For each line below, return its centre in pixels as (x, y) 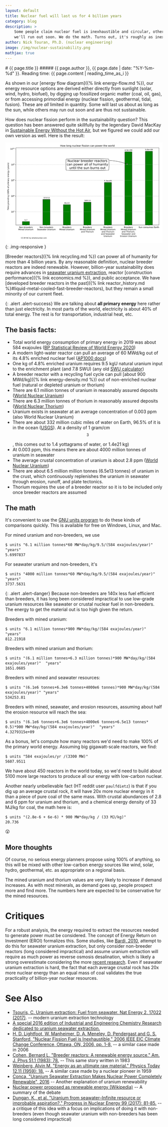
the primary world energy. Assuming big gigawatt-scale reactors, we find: (81, 747)
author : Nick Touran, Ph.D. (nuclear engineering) (59, 43)
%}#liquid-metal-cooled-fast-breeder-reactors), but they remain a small (79, 288)
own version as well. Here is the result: (45, 135)
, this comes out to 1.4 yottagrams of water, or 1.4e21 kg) (71, 444)
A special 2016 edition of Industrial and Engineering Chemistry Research (87, 1023)
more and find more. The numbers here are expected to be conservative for (83, 891)
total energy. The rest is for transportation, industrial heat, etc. (69, 315)
